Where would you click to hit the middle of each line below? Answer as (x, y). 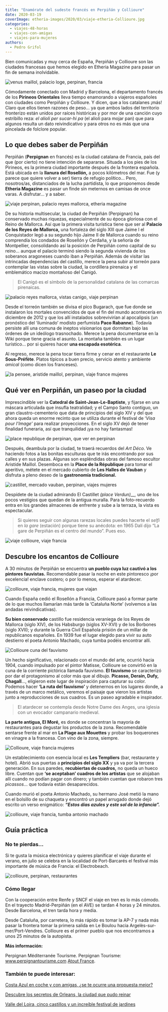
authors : (14, 43)
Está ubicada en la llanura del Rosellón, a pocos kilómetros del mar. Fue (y (82, 173)
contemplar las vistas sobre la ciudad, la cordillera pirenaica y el (71, 267)
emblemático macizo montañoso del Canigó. (51, 272)
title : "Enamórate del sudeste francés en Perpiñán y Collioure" (75, 10)
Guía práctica (27, 830)
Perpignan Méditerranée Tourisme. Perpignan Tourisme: (63, 956)
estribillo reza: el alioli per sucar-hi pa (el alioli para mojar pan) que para (80, 118)
